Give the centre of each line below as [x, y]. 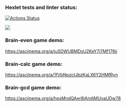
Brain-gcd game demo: [33, 87]
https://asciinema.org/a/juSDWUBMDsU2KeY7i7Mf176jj [61, 51]
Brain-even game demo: [35, 40]
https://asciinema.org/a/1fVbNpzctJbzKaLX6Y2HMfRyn [62, 75]
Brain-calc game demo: [34, 64]
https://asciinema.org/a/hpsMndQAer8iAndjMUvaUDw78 [63, 99]
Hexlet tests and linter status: [41, 7]
